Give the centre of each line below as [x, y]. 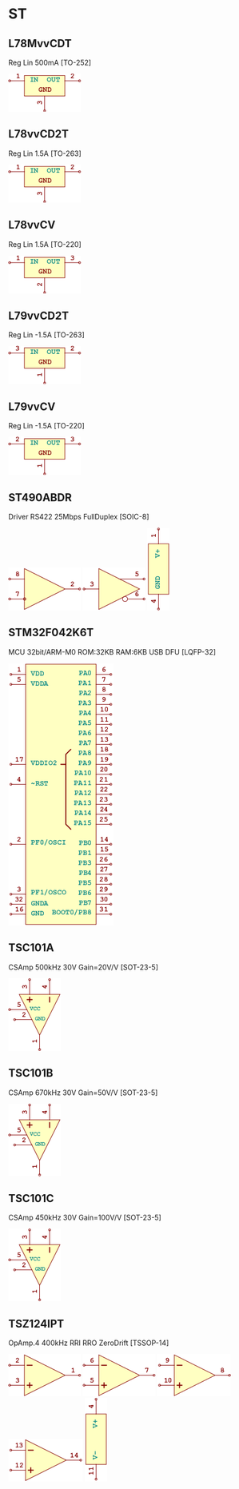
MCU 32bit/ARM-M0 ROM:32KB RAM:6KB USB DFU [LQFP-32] [112, 651]
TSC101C [31, 1198]
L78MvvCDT [40, 44]
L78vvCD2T [39, 134]
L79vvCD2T [39, 316]
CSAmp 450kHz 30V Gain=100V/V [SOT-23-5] [85, 1218]
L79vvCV [32, 406]
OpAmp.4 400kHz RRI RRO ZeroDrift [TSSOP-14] [89, 1343]
